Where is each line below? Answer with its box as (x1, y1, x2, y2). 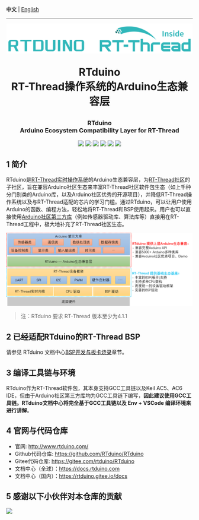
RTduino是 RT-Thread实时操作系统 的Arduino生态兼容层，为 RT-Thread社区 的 (6, 176, 191, 183)
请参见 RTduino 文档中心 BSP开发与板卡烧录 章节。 (6, 348, 127, 356)
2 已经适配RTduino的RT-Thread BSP (6, 332, 140, 342)
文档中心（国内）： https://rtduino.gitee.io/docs (14, 472, 128, 480)
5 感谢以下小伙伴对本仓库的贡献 (6, 492, 123, 502)
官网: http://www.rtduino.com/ (14, 442, 89, 450)
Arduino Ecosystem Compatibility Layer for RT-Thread (20, 126, 179, 135)
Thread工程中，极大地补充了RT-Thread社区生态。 (6, 221, 127, 228)
